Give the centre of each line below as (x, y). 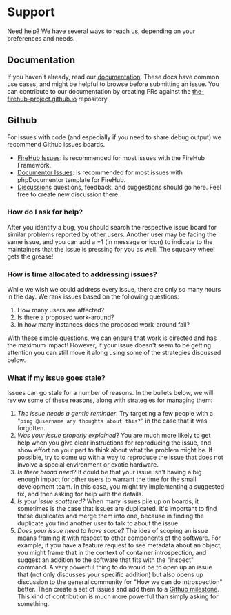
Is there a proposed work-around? (66, 317)
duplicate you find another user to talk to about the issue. (99, 523)
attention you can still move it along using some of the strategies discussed (114, 353)
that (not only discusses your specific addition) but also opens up (110, 575)
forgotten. (31, 428)
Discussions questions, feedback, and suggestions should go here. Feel (119, 187)
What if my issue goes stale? (56, 378)
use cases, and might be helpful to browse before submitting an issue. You (113, 84)
